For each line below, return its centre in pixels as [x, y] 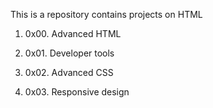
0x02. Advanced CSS [69, 72]
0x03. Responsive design [77, 92]
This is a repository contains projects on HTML [106, 14]
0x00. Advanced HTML [73, 33]
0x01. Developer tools [69, 53]
